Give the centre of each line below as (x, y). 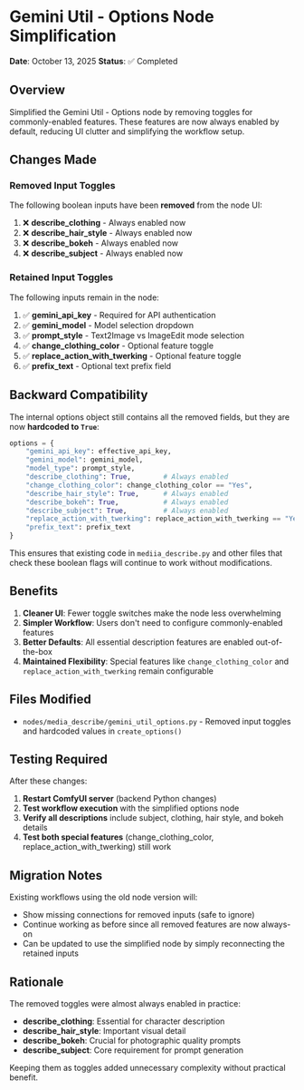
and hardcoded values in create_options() (102, 731)
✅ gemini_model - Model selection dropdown (108, 325)
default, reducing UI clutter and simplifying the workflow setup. (127, 131)
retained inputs (51, 953)
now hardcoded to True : (54, 426)
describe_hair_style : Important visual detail (104, 1031)
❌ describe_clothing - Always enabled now (104, 223)
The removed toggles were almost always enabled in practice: (125, 1004)
